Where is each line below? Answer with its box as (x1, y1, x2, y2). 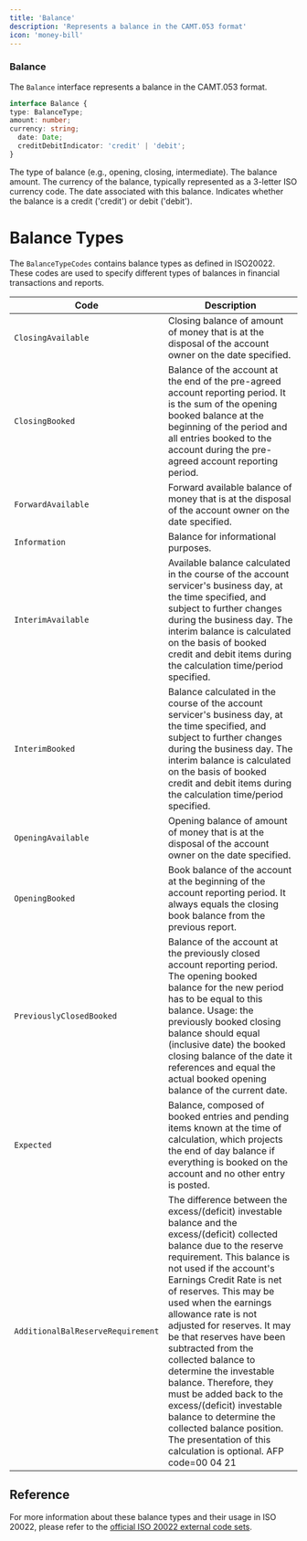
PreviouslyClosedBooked (14, 1010, 118, 1021)
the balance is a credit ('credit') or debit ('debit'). (9, 195, 193, 206)
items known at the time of (167, 1121, 282, 1134)
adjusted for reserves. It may (167, 1319, 291, 1332)
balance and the (167, 1216, 238, 1229)
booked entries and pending (167, 1110, 290, 1123)
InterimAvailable (14, 614, 90, 625)
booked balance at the (167, 408, 265, 421)
